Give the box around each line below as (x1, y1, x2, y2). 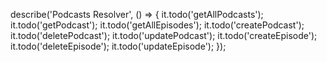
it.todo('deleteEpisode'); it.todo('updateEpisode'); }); (10, 40, 227, 52)
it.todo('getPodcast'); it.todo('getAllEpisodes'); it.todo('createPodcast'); (10, 19, 305, 31)
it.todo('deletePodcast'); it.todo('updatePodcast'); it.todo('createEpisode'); (10, 30, 318, 41)
